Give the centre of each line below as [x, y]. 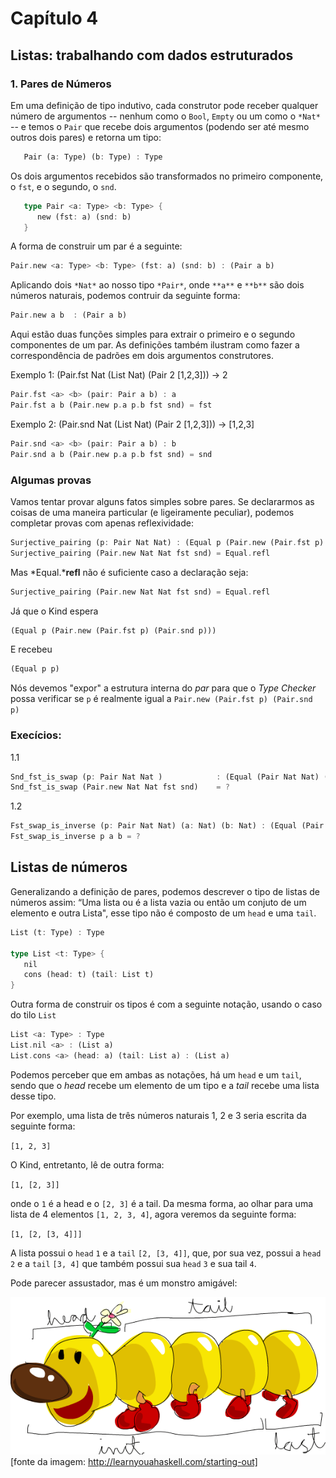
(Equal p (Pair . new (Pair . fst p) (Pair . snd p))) [113, 630]
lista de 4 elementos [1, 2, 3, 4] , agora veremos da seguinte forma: [153, 1214]
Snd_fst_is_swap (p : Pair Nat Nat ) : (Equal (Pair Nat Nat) [165, 777]
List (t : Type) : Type [57, 932]
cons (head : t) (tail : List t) [89, 975]
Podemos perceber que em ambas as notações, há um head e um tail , [156, 1074]
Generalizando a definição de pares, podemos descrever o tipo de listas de [165, 891]
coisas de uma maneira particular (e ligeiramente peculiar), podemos [152, 512]
